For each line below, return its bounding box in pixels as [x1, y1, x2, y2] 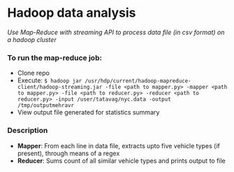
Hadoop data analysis [7, 5, 136, 21]
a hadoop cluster [7, 35, 57, 43]
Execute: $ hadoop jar [17, 76, 82, 85]
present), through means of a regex [17, 149, 120, 157]
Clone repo [17, 69, 50, 78]
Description [7, 126, 48, 136]
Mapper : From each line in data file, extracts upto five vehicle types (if [17, 141, 220, 150]
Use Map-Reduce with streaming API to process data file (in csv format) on [7, 28, 225, 36]
